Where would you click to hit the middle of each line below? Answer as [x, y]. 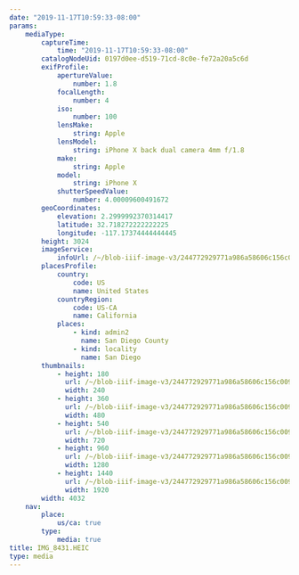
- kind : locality [105, 349]
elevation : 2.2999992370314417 [115, 216]
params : [24, 26]
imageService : [67, 250]
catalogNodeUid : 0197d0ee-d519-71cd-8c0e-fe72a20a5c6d [145, 59]
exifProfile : [65, 68]
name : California [105, 316]
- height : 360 [83, 399]
